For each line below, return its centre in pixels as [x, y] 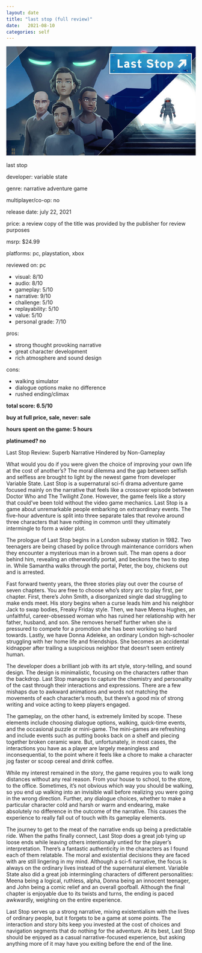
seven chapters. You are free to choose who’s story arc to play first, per [95, 590]
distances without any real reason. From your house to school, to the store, [99, 779]
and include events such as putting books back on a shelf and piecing [93, 736]
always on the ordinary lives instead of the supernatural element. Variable [97, 868]
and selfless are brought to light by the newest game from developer [91, 477]
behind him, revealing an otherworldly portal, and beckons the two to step [98, 559]
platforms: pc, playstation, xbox [45, 253]
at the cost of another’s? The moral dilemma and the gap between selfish [97, 471]
